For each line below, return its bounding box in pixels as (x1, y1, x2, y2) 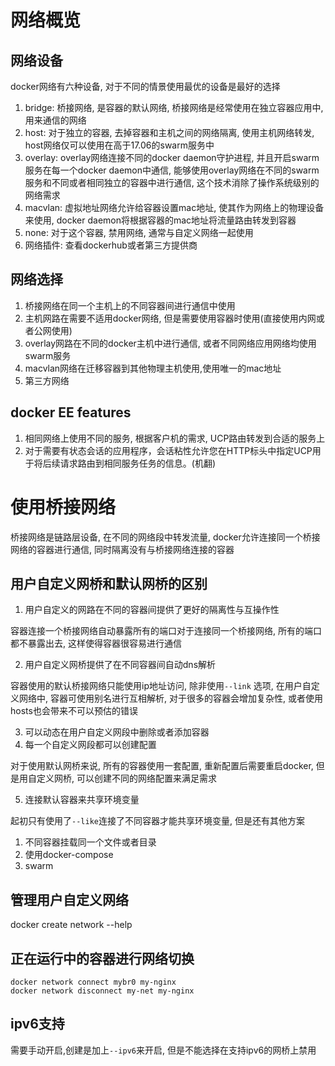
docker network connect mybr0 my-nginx (10, 977, 177, 987)
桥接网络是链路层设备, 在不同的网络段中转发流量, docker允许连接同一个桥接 (10, 531, 321, 543)
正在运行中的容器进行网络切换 (10, 950, 195, 967)
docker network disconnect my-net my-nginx (10, 986, 195, 996)
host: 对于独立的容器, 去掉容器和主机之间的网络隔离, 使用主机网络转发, (24, 127, 315, 138)
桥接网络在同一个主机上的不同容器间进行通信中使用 (24, 299, 236, 311)
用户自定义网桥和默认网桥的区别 (10, 575, 208, 592)
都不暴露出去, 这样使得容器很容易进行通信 (10, 637, 182, 650)
